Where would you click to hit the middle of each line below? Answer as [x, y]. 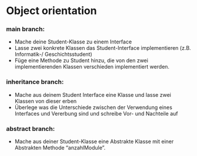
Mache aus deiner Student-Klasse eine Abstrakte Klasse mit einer [94, 141]
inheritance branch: [35, 82]
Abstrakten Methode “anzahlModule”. [60, 148]
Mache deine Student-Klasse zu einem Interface [73, 42]
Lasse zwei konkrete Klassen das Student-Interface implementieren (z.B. [103, 48]
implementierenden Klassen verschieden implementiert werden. [92, 67]
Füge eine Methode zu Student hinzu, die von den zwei [81, 60]
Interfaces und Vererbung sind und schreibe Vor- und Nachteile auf [96, 113]
